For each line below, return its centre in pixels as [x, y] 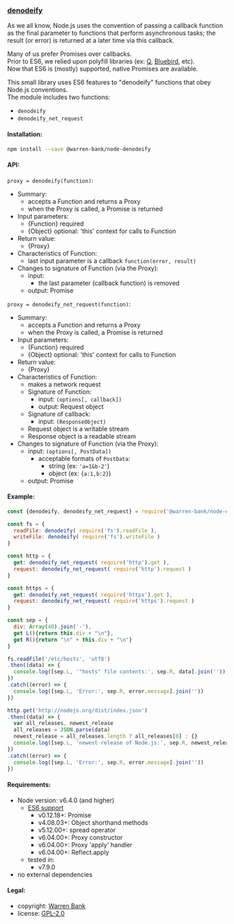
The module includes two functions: [58, 97]
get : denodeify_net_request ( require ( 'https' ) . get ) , [93, 595]
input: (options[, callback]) [80, 399]
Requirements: [29, 785]
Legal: [16, 890]
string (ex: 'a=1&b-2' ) [79, 466]
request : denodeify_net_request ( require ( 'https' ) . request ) [104, 601]
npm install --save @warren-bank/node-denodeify [79, 149]
